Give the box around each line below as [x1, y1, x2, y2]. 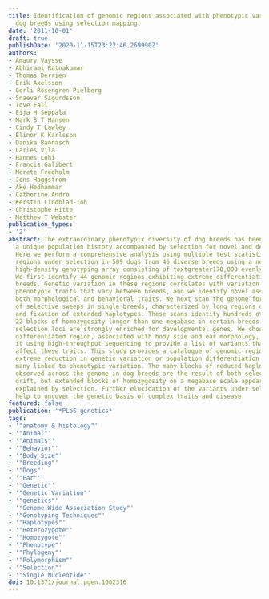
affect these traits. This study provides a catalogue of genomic [15, 347, 242, 355]
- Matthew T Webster [8, 213, 78, 221]
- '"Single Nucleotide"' [8, 571, 91, 579]
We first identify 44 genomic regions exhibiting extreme [15, 273, 214, 281]
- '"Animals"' [8, 436, 56, 445]
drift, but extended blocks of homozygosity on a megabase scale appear [15, 377, 263, 385]
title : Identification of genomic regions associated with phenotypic [8, 11, 249, 20]
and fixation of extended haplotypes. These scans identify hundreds [15, 310, 252, 318]
